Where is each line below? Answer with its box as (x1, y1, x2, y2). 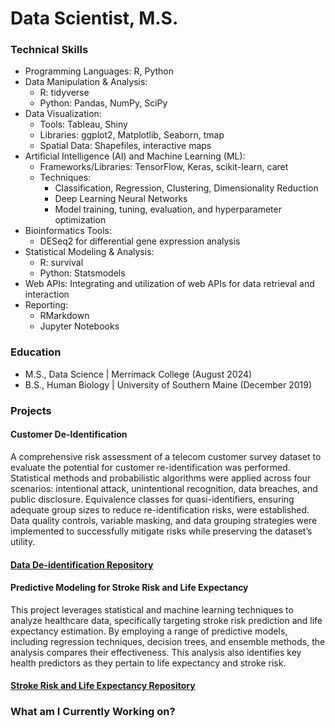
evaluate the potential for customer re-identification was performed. (10, 461, 291, 473)
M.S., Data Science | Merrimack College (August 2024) (24, 368, 253, 380)
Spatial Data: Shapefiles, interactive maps (39, 140, 212, 152)
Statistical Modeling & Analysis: (24, 246, 155, 258)
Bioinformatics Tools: (24, 225, 113, 237)
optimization (54, 214, 107, 226)
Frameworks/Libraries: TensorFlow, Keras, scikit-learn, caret (39, 161, 289, 173)
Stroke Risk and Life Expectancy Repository (10, 680, 196, 692)
